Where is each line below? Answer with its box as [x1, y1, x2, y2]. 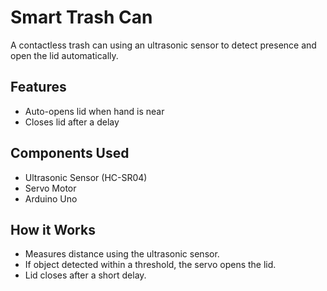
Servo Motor [24, 182, 77, 194]
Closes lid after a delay [24, 116, 120, 128]
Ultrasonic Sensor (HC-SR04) [24, 171, 148, 183]
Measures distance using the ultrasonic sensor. [24, 248, 220, 260]
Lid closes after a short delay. [24, 269, 147, 281]
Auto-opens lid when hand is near [24, 105, 165, 117]
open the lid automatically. [10, 49, 119, 61]
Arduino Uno [24, 192, 78, 205]
